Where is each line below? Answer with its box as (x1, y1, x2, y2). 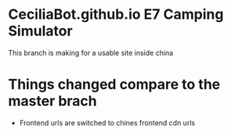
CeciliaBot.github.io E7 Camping (8, 5, 224, 24)
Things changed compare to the (8, 76, 221, 93)
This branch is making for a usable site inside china (8, 48, 174, 57)
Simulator (8, 22, 73, 40)
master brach (8, 92, 98, 110)
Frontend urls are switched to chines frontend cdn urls (19, 118, 196, 127)
